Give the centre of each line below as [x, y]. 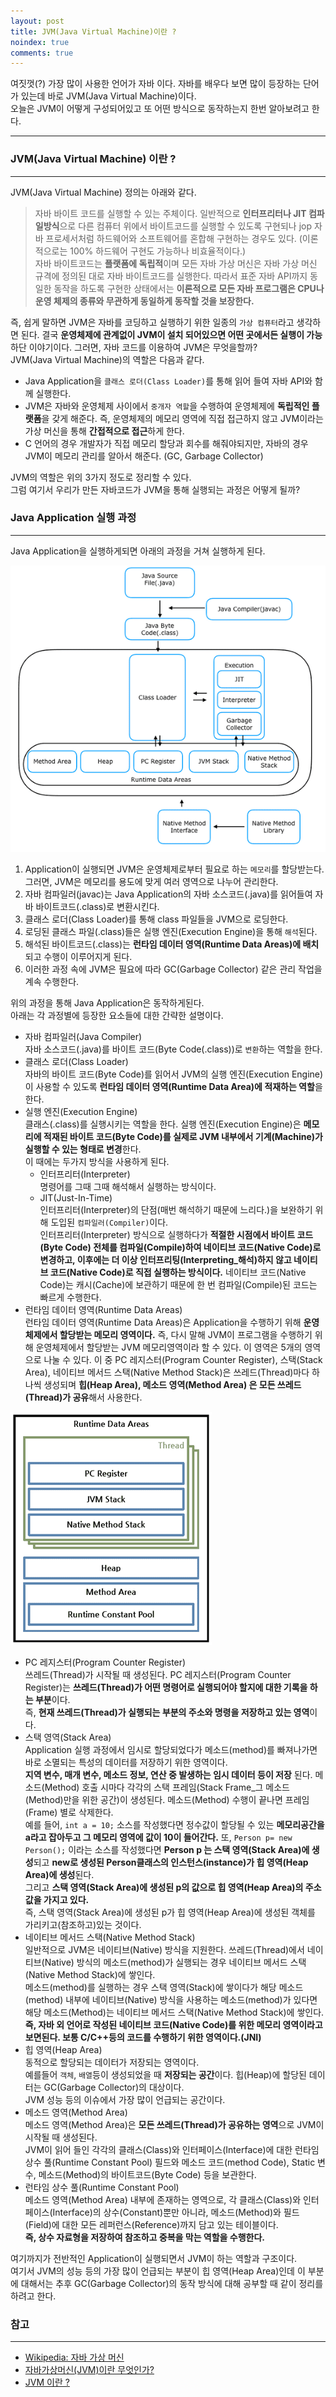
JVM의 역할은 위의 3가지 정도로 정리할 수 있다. [101, 477]
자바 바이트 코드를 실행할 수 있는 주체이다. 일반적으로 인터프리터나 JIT [170, 213]
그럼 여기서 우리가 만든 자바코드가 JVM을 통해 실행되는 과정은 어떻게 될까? [155, 489]
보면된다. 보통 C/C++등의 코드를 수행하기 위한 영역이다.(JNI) [143, 2037]
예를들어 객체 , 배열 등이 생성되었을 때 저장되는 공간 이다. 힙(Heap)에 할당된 [165, 2074]
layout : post [37, 21]
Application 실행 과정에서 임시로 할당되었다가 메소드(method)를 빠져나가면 [171, 1749]
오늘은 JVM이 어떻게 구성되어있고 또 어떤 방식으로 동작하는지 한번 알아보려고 [160, 109]
